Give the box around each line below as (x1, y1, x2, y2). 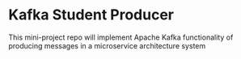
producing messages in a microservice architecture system (8, 40, 206, 50)
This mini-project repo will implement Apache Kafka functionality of (8, 32, 234, 42)
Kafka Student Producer (8, 6, 175, 24)
